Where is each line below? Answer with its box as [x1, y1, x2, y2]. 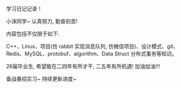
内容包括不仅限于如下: [6, 30, 60, 37]
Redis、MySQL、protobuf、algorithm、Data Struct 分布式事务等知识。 [6, 50, 177, 57]
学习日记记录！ [6, 5, 42, 12]
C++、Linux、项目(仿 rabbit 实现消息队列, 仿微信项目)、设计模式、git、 [6, 43, 179, 50]
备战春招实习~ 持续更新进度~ [6, 76, 77, 82]
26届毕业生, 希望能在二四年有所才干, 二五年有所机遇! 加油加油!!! [6, 63, 160, 70]
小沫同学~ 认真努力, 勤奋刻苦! [6, 18, 78, 25]
